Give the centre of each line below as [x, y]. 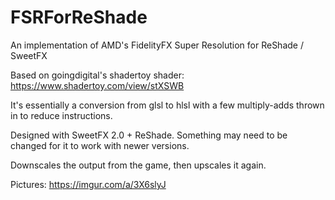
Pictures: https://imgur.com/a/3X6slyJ [88, 184]
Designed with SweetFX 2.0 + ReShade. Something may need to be [149, 135]
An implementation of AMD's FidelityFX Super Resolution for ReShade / [157, 45]
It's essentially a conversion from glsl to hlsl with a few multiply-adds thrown [167, 105]
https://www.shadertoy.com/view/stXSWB [97, 85]
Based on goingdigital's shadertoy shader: [97, 75]
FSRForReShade [79, 17]
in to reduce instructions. [61, 115]
